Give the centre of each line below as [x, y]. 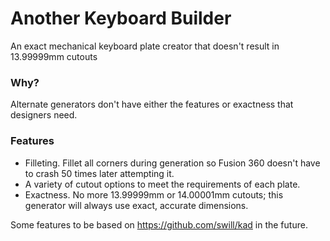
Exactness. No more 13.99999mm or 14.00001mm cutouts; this [154, 194]
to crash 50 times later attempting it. [99, 173]
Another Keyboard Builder [121, 18]
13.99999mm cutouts [54, 56]
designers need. [44, 115]
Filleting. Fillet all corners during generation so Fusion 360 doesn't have [172, 163]
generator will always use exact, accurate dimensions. [136, 205]
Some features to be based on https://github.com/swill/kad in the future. [159, 224]
